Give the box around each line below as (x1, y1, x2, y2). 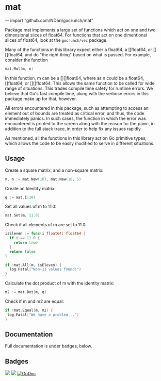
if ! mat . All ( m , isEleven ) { (5, 263, 62, 267)
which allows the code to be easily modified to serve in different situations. (5, 140, 155, 146)
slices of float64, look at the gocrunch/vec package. (5, 37, 108, 43)
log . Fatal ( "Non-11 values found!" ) (9, 267, 81, 272)
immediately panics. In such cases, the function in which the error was (5, 116, 146, 121)
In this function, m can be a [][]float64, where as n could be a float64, (5, 75, 145, 81)
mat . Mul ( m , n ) (5, 66, 34, 71)
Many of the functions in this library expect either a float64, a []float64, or (5, 47, 153, 52)
